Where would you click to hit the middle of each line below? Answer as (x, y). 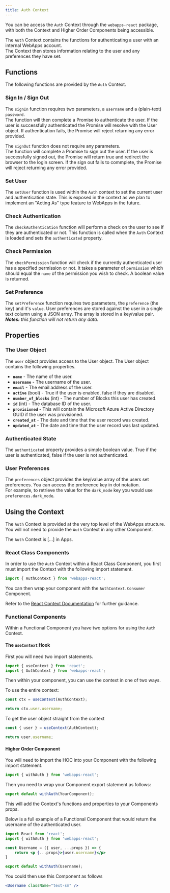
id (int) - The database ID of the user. (52, 404)
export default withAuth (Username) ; (44, 866)
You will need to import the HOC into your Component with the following (81, 760)
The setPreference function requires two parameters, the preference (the (82, 303)
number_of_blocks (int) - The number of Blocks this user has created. (84, 398)
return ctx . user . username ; (34, 709)
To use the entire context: (32, 690)
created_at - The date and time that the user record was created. (81, 420)
